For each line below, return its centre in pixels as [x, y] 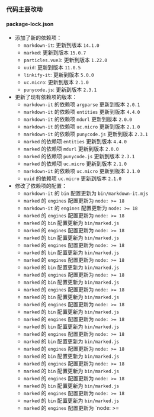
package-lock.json [30, 24]
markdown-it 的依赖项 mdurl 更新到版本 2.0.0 [78, 119]
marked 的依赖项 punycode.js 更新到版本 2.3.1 [79, 156]
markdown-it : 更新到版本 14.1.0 [61, 45]
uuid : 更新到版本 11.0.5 [52, 68]
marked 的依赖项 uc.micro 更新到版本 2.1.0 [75, 163]
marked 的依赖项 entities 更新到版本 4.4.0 [75, 142]
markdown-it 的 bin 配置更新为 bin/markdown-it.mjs [86, 193]
